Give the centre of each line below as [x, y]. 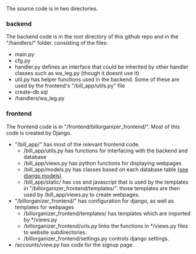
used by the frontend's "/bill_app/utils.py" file [70, 86]
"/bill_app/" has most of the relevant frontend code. [77, 144]
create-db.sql [31, 92]
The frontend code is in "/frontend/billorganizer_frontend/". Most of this [93, 126]
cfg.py [22, 61]
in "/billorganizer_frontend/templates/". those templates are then [102, 188]
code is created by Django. [39, 133]
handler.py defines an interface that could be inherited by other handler [102, 67]
